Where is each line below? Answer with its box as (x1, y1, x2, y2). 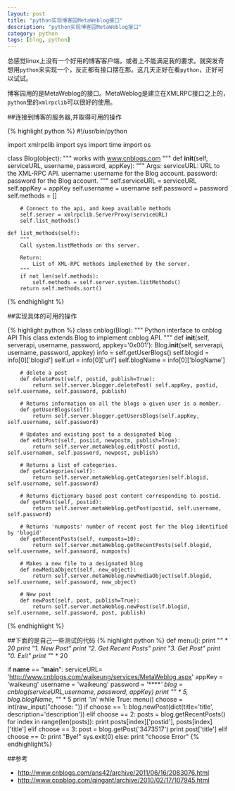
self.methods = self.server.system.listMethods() (32, 279, 181, 286)
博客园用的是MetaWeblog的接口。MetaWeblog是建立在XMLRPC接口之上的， (7, 89, 229, 98)
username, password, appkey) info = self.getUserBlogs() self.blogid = (7, 349, 210, 357)
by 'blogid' (7, 529, 42, 536)
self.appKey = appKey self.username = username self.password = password (7, 184, 229, 193)
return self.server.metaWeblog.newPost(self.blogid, (32, 603, 191, 610)
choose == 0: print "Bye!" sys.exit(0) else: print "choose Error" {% (7, 733, 199, 741)
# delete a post (20, 370, 68, 377)
